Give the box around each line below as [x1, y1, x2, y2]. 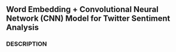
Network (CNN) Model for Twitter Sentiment [6, 14, 171, 24]
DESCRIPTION [6, 40, 48, 48]
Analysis [6, 23, 39, 32]
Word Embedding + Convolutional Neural [6, 5, 159, 14]
